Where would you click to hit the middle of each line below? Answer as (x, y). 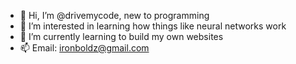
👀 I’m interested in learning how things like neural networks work (153, 26)
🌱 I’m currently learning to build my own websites (121, 36)
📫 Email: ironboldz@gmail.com (84, 48)
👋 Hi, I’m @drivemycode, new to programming (114, 15)
